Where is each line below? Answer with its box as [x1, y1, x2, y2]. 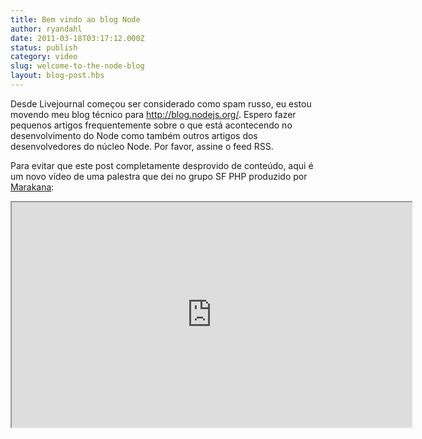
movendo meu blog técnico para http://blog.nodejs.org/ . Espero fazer [10, 108, 297, 120]
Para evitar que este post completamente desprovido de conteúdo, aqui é [10, 159, 314, 171]
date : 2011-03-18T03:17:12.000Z [10, 33, 145, 43]
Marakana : [10, 181, 55, 193]
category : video [10, 52, 78, 62]
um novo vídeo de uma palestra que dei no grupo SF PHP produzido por [10, 170, 308, 182]
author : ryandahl [10, 24, 83, 34]
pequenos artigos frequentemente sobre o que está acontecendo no [10, 119, 293, 131]
